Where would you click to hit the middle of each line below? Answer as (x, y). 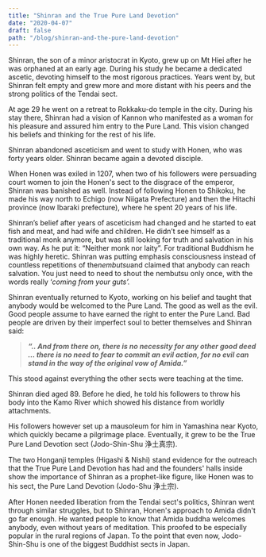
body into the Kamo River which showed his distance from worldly (116, 402)
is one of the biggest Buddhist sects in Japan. (115, 544)
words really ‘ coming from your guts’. (69, 282)
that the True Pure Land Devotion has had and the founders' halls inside (125, 468)
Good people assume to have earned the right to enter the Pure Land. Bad (129, 314)
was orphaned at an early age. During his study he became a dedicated (125, 69)
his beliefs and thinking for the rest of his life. (82, 135)
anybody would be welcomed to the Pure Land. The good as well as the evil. (133, 305)
